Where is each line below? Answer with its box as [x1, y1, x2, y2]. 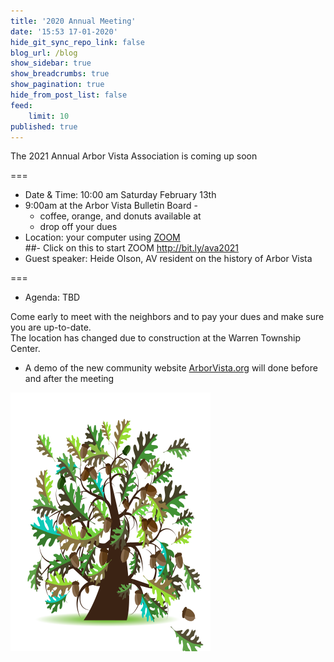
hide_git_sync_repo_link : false [10, 37, 145, 47]
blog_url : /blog [10, 48, 78, 58]
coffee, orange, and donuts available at [39, 210, 202, 222]
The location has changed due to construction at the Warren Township [10, 332, 302, 344]
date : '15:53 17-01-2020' [10, 26, 118, 37]
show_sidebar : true [10, 58, 92, 69]
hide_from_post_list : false [10, 90, 128, 100]
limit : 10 [28, 111, 70, 121]
